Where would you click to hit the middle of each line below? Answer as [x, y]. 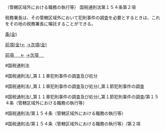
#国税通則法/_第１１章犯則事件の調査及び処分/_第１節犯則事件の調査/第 [78, 97]
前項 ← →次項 [22, 55]
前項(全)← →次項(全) [26, 45]
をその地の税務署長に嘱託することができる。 [50, 24]
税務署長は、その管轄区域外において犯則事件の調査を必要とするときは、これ [83, 18]
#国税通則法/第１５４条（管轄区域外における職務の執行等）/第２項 [73, 124]
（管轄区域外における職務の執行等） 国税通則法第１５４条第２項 [70, 7]
